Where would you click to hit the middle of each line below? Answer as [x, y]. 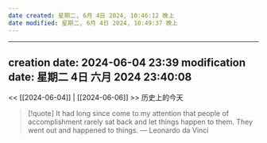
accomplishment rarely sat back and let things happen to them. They [140, 122]
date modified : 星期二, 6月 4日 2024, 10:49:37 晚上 [93, 23]
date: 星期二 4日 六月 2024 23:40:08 [100, 77]
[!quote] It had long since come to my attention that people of [128, 114]
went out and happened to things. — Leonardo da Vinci [118, 130]
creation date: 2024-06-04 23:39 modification [127, 62]
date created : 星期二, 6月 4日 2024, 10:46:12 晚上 [91, 15]
